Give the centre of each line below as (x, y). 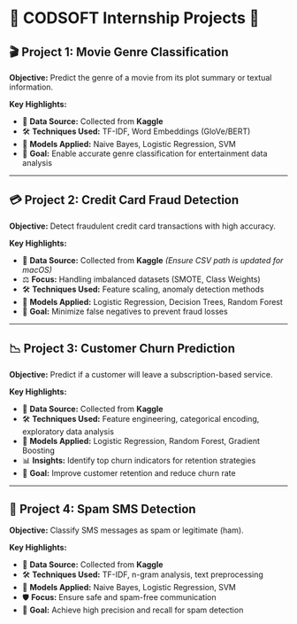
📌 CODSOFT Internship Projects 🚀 (134, 18)
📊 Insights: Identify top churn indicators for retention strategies (139, 460)
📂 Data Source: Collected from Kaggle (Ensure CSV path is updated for (152, 260)
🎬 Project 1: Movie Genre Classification (119, 52)
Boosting (38, 450)
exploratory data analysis (68, 431)
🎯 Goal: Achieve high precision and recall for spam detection (133, 610)
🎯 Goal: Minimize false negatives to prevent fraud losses (125, 311)
